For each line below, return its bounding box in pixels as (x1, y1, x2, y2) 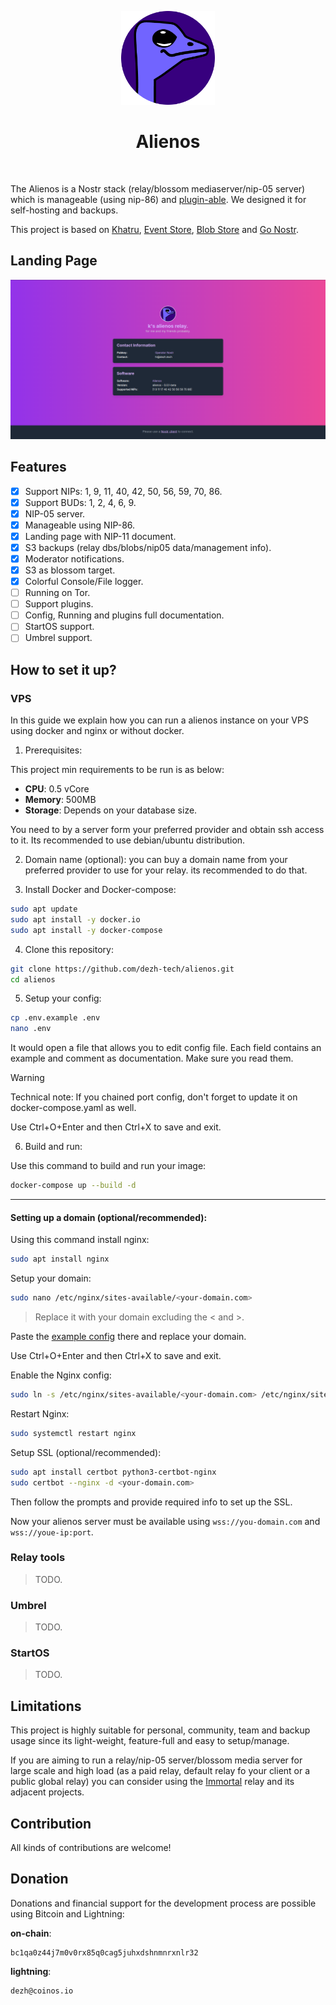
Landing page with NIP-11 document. (24, 530, 177, 542)
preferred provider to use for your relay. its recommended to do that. (24, 864, 308, 876)
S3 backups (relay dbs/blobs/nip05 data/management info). (24, 541, 272, 553)
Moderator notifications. (24, 552, 125, 565)
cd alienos (10, 974, 56, 985)
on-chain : (10, 1927, 52, 1939)
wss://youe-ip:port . (10, 1526, 94, 1538)
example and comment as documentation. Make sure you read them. (10, 1052, 294, 1065)
